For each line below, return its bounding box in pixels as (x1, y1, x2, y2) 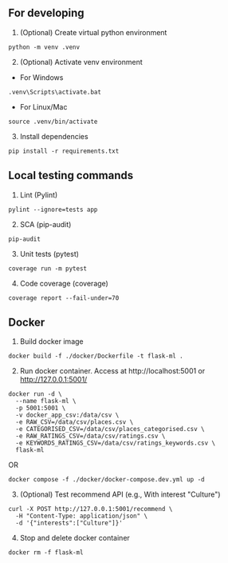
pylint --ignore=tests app (8, 206, 98, 214)
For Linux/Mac (19, 102, 68, 111)
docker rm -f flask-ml (8, 549, 84, 557)
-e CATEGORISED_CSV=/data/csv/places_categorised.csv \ (15, 425, 205, 433)
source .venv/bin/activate (8, 118, 98, 126)
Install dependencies (19, 131, 89, 141)
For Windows (19, 72, 64, 82)
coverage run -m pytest (8, 264, 88, 273)
